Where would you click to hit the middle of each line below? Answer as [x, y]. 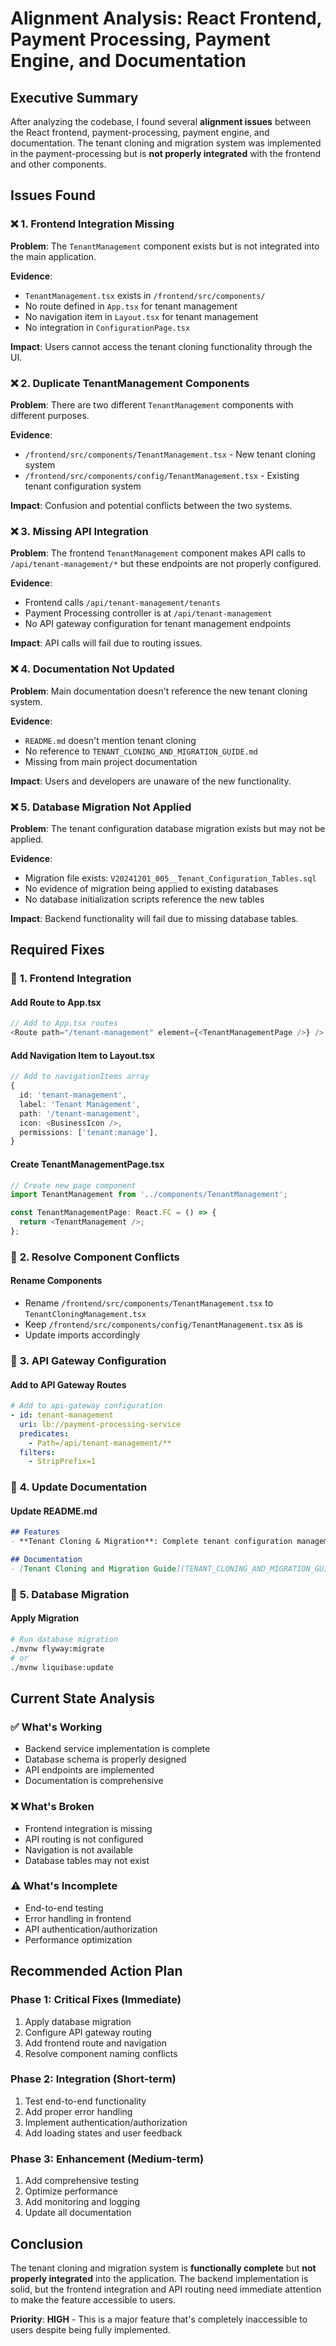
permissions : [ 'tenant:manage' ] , [89, 1132]
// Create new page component [73, 1185]
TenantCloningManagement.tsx [85, 1315]
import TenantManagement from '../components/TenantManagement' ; [149, 1195]
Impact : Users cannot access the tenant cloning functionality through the [161, 346]
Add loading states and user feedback [103, 2133]
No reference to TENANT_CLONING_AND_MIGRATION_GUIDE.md [141, 751]
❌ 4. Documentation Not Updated [92, 669]
